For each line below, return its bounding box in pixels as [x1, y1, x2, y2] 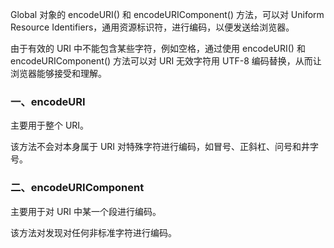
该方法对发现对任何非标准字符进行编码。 [10, 226, 177, 238]
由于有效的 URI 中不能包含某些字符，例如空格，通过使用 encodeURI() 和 [10, 43, 306, 54]
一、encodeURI [10, 94, 86, 108]
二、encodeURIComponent [10, 181, 145, 195]
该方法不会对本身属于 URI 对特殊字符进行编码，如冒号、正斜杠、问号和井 [10, 141, 311, 153]
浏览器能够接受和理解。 [10, 68, 107, 79]
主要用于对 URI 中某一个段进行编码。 [10, 205, 162, 217]
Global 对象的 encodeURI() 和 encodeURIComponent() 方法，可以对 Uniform [10, 9, 325, 20]
